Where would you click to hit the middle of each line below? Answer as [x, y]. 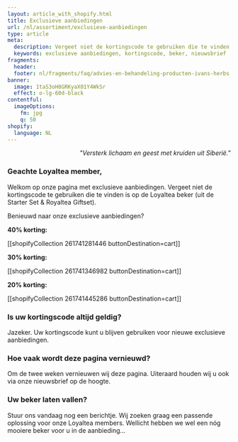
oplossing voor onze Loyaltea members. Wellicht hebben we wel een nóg [114, 423]
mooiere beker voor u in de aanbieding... [67, 430]
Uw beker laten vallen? [47, 400]
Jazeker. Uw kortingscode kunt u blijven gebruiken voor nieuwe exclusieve [116, 332]
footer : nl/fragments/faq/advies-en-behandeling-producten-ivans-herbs [122, 73]
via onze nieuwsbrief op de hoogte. [59, 382]
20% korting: [27, 284]
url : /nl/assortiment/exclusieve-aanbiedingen [77, 27]
